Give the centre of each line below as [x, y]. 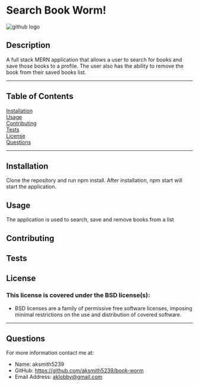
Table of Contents [40, 96]
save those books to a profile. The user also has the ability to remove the [95, 66]
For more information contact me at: [50, 353]
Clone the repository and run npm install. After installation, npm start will [94, 181]
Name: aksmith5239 [39, 364]
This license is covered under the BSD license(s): [78, 295]
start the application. [31, 186]
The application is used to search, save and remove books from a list [90, 220]
